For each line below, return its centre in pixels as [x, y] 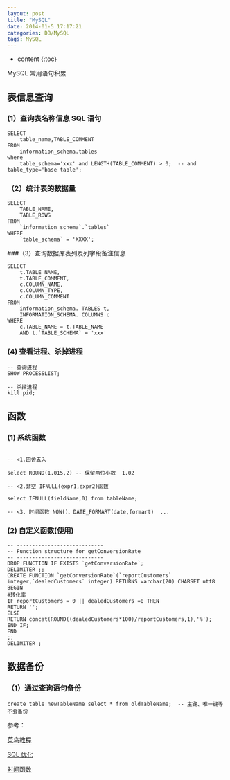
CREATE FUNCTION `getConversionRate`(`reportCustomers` [89, 576]
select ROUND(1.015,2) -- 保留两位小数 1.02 [71, 473]
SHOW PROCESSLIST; [34, 374]
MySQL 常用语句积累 [37, 73]
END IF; [18, 626]
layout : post [26, 13]
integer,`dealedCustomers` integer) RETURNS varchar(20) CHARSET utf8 [111, 582]
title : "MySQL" [29, 20]
